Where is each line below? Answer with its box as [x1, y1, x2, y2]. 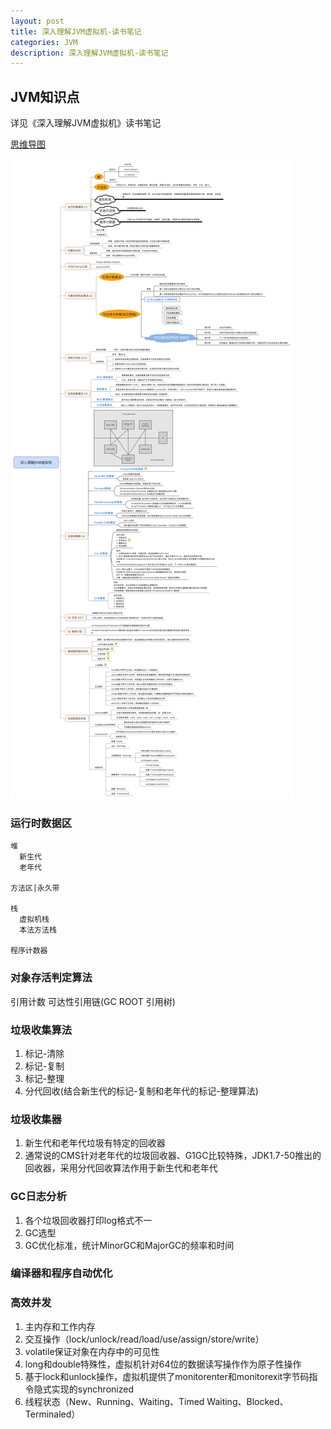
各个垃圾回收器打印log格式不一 [24, 1214, 153, 1226]
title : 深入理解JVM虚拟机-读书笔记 [10, 26, 142, 37]
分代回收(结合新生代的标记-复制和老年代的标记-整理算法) [24, 1085, 259, 1097]
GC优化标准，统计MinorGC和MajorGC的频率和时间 [24, 1239, 235, 1251]
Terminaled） [24, 1408, 81, 1420]
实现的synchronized [51, 1383, 134, 1395]
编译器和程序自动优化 [10, 1266, 113, 1280]
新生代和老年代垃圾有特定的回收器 [24, 1137, 166, 1149]
